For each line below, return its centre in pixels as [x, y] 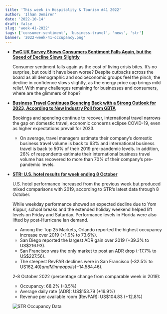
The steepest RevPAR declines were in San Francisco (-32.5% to [86, 261]
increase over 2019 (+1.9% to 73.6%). [59, 235]
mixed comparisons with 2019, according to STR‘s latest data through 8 [86, 189]
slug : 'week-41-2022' [28, 28]
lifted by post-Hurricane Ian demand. [50, 220]
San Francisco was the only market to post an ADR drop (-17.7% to [88, 251]
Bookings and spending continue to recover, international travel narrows [86, 118]
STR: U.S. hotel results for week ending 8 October [65, 174]
